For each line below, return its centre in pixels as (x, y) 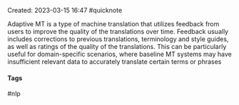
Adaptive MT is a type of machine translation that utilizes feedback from (113, 24)
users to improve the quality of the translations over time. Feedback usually (118, 32)
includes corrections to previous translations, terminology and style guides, (118, 39)
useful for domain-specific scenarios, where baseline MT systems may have (119, 54)
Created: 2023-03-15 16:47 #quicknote (65, 10)
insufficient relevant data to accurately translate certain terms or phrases (115, 62)
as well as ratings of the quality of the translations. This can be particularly (117, 46)
